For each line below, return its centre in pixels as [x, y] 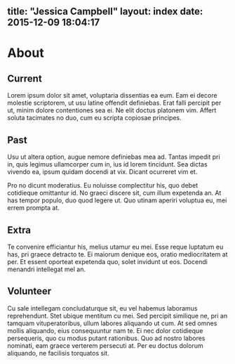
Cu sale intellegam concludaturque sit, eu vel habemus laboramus [102, 308]
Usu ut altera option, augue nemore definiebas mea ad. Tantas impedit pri [114, 157]
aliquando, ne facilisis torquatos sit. [59, 353]
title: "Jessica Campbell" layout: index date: [105, 12]
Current [25, 78]
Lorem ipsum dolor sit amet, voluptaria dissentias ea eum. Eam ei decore [112, 96]
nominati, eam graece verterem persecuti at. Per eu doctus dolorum [105, 345]
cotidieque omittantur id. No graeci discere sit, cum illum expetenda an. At [114, 193]
